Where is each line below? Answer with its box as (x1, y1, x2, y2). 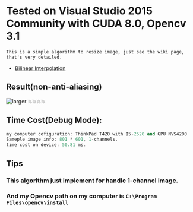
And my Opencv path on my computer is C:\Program (6, 192, 157, 200)
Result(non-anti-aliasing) (6, 82, 102, 92)
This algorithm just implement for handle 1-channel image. (6, 176, 179, 185)
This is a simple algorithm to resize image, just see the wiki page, (6, 49, 185, 55)
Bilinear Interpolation (14, 64, 66, 72)
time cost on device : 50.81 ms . (6, 142, 86, 148)
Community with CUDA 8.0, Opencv (6, 17, 186, 30)
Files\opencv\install (6, 200, 69, 206)
